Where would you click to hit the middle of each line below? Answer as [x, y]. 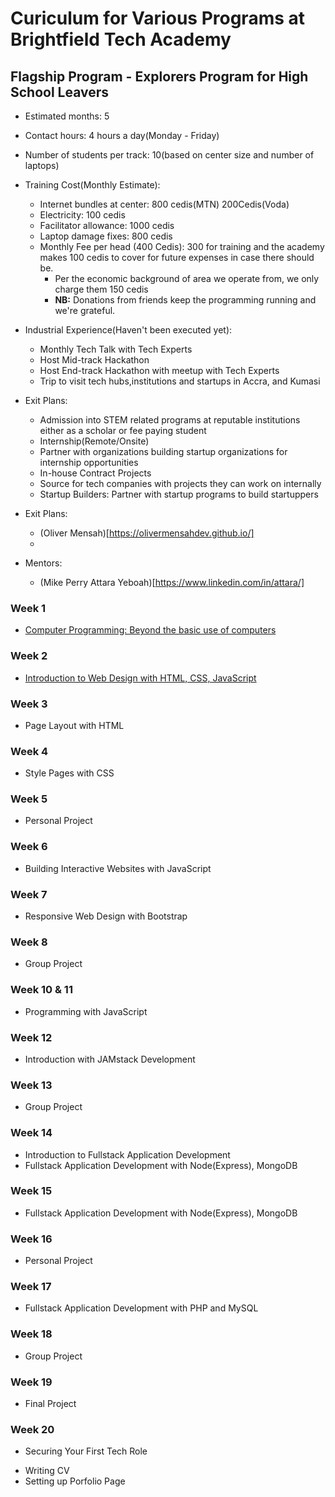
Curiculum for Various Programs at [158, 18]
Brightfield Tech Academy [121, 39]
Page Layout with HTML [74, 725]
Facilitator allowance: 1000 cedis [107, 225]
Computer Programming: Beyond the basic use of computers [150, 630]
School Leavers [60, 92]
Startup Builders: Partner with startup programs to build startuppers [179, 494]
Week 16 [31, 1239]
